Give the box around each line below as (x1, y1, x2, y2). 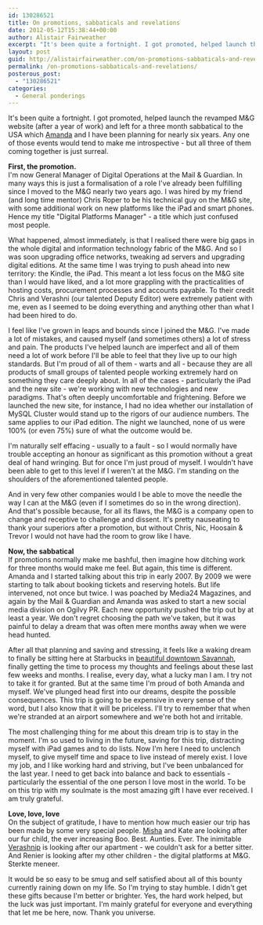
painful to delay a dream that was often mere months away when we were (8, 622, 247, 631)
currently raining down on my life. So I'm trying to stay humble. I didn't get (8, 883, 247, 892)
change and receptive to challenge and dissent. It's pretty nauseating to (8, 515, 240, 525)
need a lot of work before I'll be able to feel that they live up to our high (8, 351, 237, 360)
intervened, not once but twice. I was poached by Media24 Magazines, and (8, 588, 252, 598)
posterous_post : (8, 70, 61, 78)
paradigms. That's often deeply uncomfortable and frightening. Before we (8, 393, 247, 402)
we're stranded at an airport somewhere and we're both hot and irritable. (8, 712, 243, 722)
